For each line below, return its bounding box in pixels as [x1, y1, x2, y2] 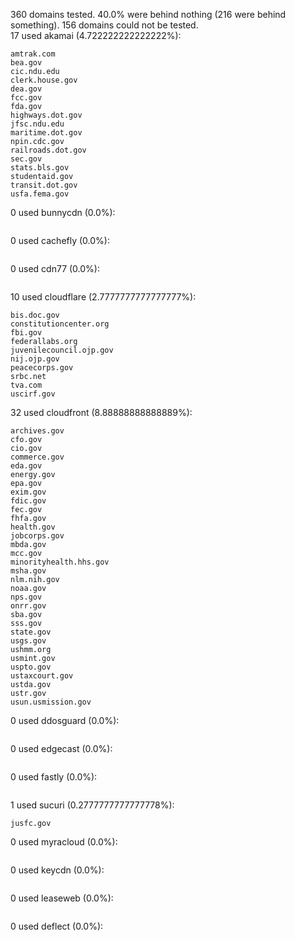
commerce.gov [10, 452, 65, 462]
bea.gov [10, 58, 43, 68]
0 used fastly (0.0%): [10, 771, 98, 783]
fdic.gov [10, 496, 47, 506]
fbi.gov [10, 328, 43, 338]
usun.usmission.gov [10, 697, 92, 707]
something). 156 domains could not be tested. [10, 19, 199, 31]
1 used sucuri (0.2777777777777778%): [10, 799, 175, 811]
